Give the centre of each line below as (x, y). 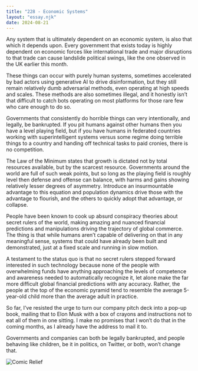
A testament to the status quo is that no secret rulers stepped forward (91, 259)
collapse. (17, 205)
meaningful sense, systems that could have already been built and (87, 241)
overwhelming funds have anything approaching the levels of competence (96, 271)
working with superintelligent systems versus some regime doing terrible (95, 137)
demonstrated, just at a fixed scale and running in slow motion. (82, 247)
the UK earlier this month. (37, 64)
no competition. (25, 150)
